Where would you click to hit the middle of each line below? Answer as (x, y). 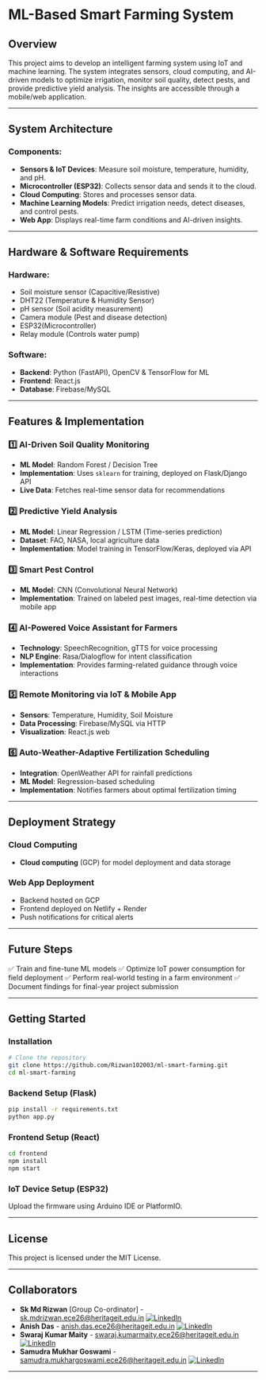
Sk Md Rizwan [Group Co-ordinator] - (82, 1309)
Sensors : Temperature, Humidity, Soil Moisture (96, 715)
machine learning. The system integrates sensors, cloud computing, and (126, 72)
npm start (25, 1169)
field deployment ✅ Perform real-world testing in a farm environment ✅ (124, 977)
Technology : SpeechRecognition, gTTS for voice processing (118, 648)
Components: (35, 152)
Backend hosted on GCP (60, 900)
